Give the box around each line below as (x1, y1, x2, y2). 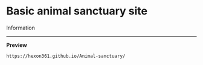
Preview (6, 41, 27, 49)
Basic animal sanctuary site (6, 4, 148, 18)
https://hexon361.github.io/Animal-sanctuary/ (6, 53, 126, 59)
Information (6, 24, 35, 31)
